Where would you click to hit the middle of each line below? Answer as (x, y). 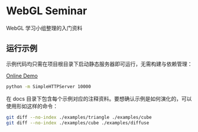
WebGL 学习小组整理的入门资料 (44, 28)
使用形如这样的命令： (32, 106)
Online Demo (22, 76)
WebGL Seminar (47, 11)
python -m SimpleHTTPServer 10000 (49, 86)
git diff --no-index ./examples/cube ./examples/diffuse (78, 123)
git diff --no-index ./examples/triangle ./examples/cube (79, 117)
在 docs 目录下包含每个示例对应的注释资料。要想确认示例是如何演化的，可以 (99, 98)
